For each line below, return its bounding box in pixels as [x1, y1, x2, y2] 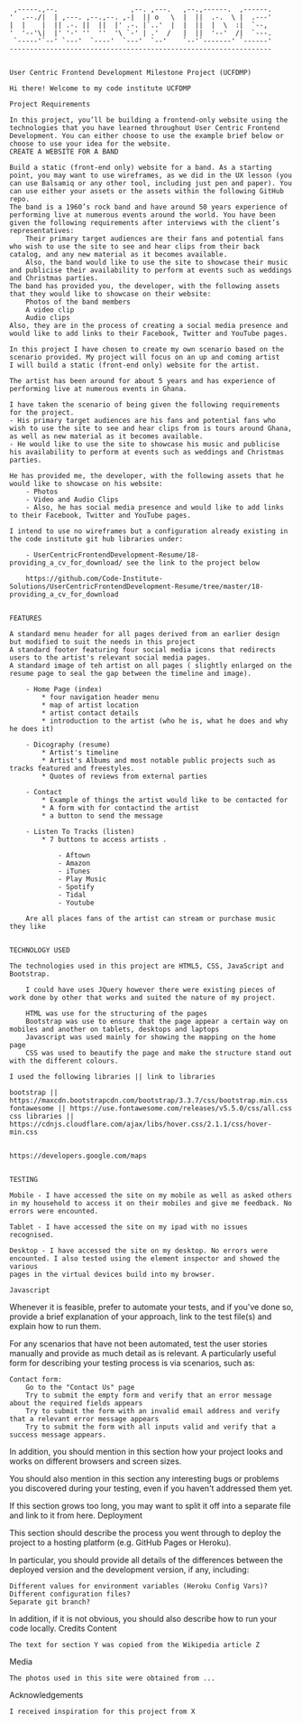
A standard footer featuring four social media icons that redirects [9, 645, 277, 654]
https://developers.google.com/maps [9, 1151, 147, 1160]
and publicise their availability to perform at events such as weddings [9, 266, 293, 275]
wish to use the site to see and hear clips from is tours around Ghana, [9, 424, 293, 433]
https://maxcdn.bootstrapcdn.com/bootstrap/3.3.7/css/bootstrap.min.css [9, 1096, 288, 1105]
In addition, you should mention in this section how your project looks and [9, 1447, 284, 1457]
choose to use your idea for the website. [9, 139, 171, 148]
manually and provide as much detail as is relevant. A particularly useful [9, 1348, 277, 1358]
